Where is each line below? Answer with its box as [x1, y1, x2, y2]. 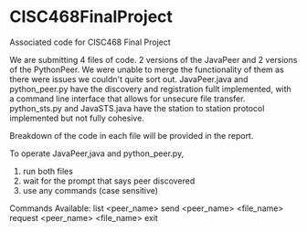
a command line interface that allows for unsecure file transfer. [9, 93, 246, 104]
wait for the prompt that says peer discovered [22, 175, 196, 186]
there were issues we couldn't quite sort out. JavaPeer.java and [9, 73, 249, 84]
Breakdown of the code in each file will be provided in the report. [9, 130, 254, 141]
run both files [22, 165, 73, 176]
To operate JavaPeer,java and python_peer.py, [9, 148, 185, 159]
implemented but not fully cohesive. [9, 112, 144, 123]
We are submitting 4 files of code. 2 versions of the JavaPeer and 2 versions [9, 54, 298, 65]
